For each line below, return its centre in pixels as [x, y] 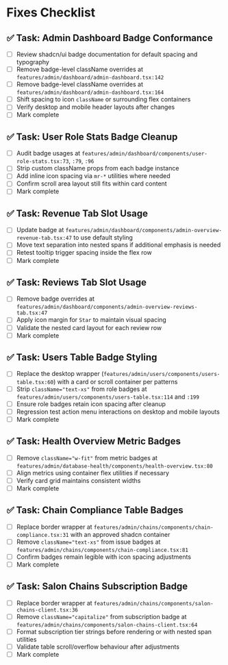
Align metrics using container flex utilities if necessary [92, 473]
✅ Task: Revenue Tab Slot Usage [77, 213]
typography [33, 62]
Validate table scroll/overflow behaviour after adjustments [98, 647]
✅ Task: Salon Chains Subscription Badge [97, 587]
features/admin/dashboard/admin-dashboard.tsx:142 [90, 78]
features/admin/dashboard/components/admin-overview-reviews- [107, 307]
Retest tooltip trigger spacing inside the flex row [84, 253]
